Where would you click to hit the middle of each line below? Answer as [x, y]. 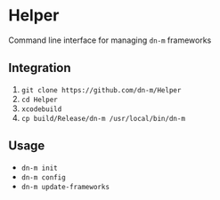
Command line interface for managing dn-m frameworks [110, 40]
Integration [40, 68]
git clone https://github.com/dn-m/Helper [101, 90]
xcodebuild [41, 109]
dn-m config [43, 177]
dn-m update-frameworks [65, 187]
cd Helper [40, 100]
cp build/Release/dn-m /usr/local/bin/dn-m [103, 118]
